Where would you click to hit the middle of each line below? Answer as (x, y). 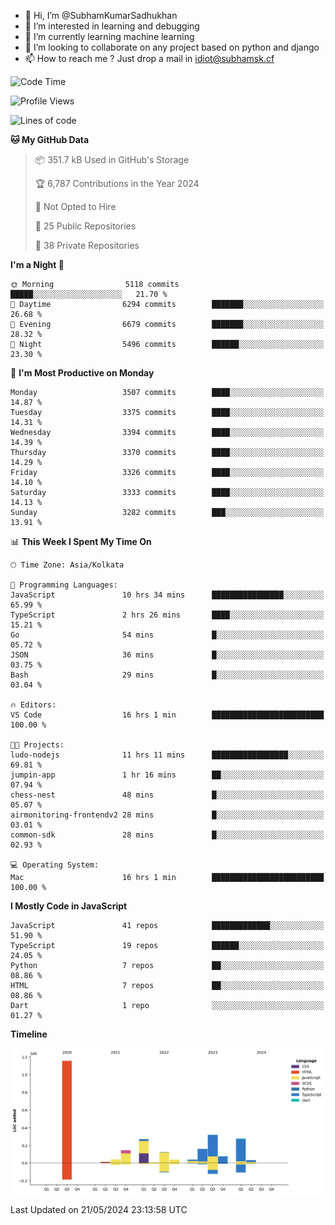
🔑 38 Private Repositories (87, 245)
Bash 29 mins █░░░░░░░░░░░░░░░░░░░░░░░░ (167, 675)
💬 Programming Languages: (64, 585)
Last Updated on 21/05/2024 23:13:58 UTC (99, 1209)
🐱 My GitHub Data (50, 139)
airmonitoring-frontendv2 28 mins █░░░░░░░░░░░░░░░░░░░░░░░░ (167, 815)
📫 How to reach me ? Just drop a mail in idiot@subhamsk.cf (149, 58)
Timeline (29, 1034)
